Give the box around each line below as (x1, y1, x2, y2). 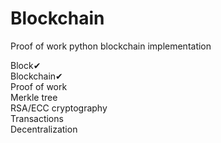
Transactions (10, 112, 64, 124)
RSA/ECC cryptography (10, 102, 108, 114)
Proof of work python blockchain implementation (10, 40, 212, 52)
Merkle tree (10, 91, 58, 103)
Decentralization (10, 123, 78, 135)
